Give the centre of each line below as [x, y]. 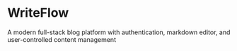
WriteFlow [38, 13]
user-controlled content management [62, 39]
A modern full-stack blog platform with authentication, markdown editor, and [119, 32]
